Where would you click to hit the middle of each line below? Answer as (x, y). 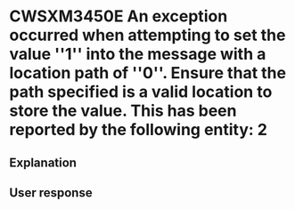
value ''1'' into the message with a (138, 54)
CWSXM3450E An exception (119, 16)
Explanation (43, 162)
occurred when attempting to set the (147, 35)
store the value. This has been (123, 111)
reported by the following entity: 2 (138, 130)
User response (51, 193)
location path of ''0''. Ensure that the (148, 73)
